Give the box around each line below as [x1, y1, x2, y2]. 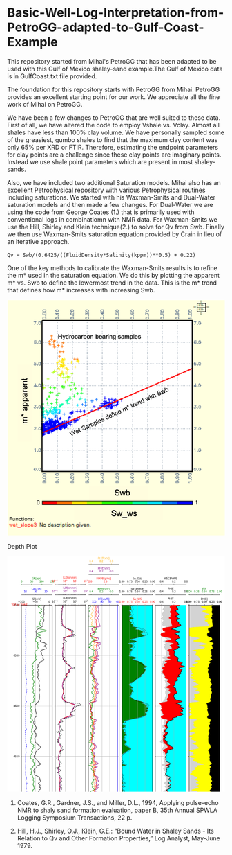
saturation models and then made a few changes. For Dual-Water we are [7, 200, 213, 209]
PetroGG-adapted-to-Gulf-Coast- [7, 19, 205, 35]
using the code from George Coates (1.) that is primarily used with [7, 208, 195, 216]
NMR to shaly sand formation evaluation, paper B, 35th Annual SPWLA [17, 806, 217, 814]
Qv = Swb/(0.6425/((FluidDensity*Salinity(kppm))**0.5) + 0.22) [7, 252, 196, 258]
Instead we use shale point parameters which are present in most [7, 157, 193, 166]
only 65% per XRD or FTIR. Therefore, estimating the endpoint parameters [7, 143, 219, 151]
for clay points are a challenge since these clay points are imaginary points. [7, 150, 222, 159]
